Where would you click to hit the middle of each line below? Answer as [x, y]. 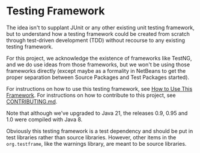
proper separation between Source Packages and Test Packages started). [98, 77]
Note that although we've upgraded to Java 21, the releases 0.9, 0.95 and [97, 113]
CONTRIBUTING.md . [32, 101]
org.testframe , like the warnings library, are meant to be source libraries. [96, 143]
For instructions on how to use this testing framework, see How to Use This [99, 88]
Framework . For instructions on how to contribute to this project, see [91, 95]
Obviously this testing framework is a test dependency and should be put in [100, 131]
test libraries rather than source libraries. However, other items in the [91, 137]
